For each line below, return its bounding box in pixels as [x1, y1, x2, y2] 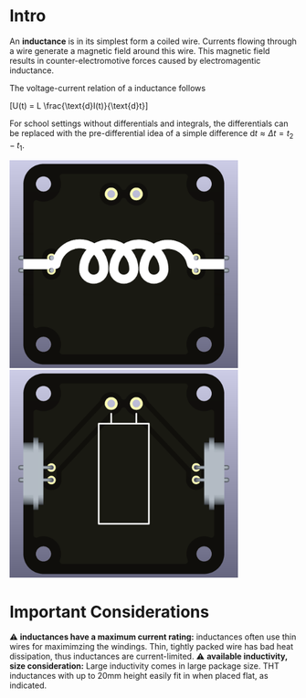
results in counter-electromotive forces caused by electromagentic [9, 55, 261, 66]
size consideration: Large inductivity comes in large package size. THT [9, 661, 280, 672]
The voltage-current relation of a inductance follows [9, 82, 206, 93]
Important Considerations [9, 601, 210, 622]
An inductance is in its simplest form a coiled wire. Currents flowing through [9, 36, 297, 47]
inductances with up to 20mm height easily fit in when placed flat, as [9, 671, 269, 682]
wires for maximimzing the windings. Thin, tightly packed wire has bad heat [9, 641, 294, 652]
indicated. [9, 680, 47, 691]
